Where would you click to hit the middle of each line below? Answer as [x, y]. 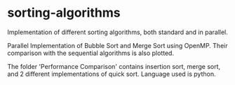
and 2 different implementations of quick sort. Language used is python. [112, 74]
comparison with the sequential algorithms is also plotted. [90, 53]
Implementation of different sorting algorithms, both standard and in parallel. [117, 32]
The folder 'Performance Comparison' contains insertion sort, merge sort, [114, 66]
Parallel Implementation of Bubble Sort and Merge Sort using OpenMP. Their [117, 45]
